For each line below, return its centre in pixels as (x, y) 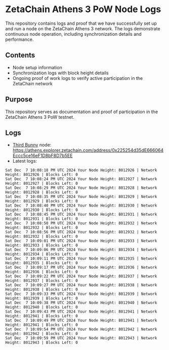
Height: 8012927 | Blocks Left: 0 (42, 184)
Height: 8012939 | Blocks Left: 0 (42, 298)
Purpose (19, 99)
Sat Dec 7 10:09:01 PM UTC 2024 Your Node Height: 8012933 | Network (81, 241)
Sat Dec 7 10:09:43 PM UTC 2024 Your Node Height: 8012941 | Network (81, 312)
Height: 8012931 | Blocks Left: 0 (42, 219)
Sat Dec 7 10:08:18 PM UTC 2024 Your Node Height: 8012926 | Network (81, 170)
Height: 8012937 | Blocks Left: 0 (42, 281)
